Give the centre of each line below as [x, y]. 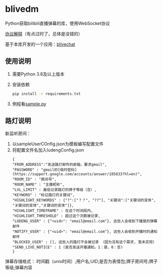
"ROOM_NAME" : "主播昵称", [38, 185]
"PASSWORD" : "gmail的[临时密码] [44, 170]
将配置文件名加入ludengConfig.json [48, 150]
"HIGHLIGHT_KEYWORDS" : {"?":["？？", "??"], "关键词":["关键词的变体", [84, 200]
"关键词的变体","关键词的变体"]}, [43, 206]
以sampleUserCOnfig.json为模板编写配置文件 [58, 144]
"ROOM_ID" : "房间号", [34, 180]
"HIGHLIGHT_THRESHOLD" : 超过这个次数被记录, [56, 216]
